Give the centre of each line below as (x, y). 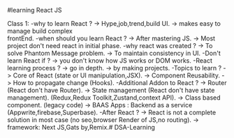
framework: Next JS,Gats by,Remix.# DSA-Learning (81, 127)
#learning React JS (35, 10)
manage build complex (40, 31)
